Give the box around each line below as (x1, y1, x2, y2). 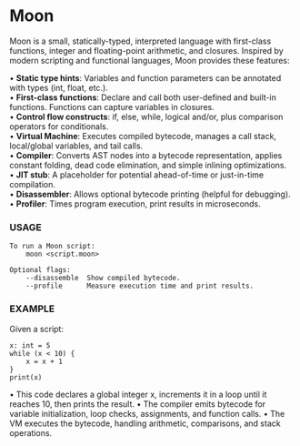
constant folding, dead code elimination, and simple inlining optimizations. (9, 159, 287, 170)
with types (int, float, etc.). (9, 82, 109, 93)
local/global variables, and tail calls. (9, 140, 144, 151)
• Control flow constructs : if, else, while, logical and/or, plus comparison (9, 111, 284, 122)
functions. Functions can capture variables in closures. (9, 101, 215, 112)
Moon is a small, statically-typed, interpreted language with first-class (9, 35, 272, 46)
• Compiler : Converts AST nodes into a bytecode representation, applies (9, 149, 283, 160)
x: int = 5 (9, 340, 51, 350)
